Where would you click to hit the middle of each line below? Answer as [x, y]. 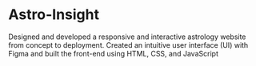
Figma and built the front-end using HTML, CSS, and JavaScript [113, 53]
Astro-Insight [54, 15]
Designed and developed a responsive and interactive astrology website [127, 37]
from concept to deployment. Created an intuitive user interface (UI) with [128, 45]
